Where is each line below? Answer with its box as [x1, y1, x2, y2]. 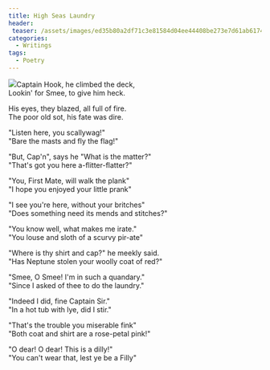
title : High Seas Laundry [8, 11, 95, 20]
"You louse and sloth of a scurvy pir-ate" [8, 232, 143, 242]
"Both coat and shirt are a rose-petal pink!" [8, 328, 151, 338]
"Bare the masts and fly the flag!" [8, 136, 119, 145]
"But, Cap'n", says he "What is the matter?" [8, 152, 152, 161]
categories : [8, 34, 48, 43]
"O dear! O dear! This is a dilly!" [8, 344, 113, 354]
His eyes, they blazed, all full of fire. [8, 104, 127, 113]
